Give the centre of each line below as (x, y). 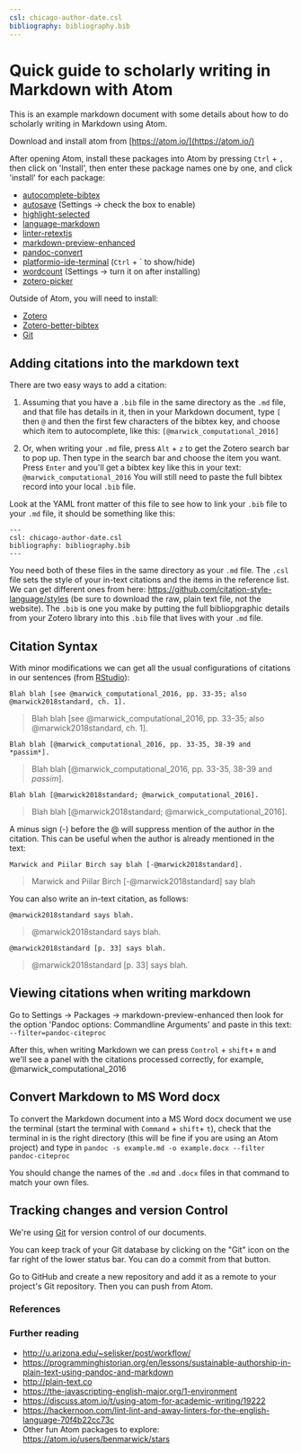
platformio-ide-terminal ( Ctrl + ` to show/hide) (109, 262)
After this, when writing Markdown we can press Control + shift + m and (143, 1050)
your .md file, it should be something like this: (92, 514)
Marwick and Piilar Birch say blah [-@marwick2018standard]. (126, 865)
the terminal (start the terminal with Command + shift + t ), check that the (140, 1128)
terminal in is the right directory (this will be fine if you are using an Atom (144, 1138)
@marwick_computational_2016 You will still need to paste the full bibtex (152, 477)
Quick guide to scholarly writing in (140, 71)
